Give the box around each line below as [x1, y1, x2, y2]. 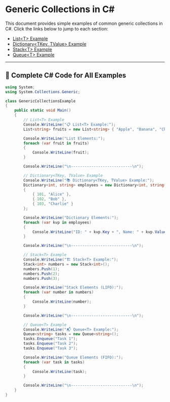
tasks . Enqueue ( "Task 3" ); [23, 346, 78, 351]
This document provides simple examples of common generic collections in [5, 20, 163, 26]
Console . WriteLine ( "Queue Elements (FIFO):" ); [23, 355, 123, 360]
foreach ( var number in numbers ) [23, 290, 94, 295]
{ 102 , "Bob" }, [32, 197, 67, 202]
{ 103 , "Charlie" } [32, 201, 73, 206]
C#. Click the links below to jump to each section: [5, 25, 108, 31]
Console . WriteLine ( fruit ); [32, 150, 90, 155]
